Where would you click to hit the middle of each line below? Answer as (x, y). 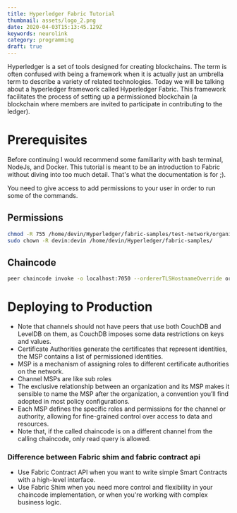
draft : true (25, 47)
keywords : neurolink (38, 33)
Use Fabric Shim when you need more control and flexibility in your (115, 488)
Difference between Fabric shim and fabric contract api (104, 457)
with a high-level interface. (56, 480)
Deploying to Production (80, 307)
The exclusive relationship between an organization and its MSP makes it (123, 387)
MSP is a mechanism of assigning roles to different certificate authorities (123, 364)
